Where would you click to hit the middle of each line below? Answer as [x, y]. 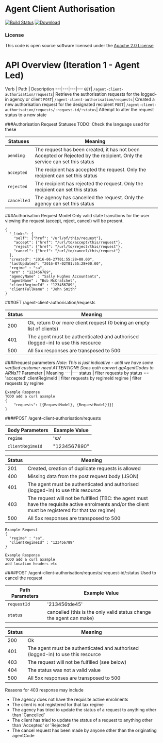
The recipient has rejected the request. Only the [89, 184]
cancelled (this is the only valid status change [99, 612]
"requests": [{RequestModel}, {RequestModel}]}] [64, 405]
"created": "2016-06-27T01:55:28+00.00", [52, 259]
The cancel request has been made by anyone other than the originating [84, 730]
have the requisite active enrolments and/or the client [88, 504]
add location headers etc [31, 564]
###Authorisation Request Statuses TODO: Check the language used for [77, 124]
